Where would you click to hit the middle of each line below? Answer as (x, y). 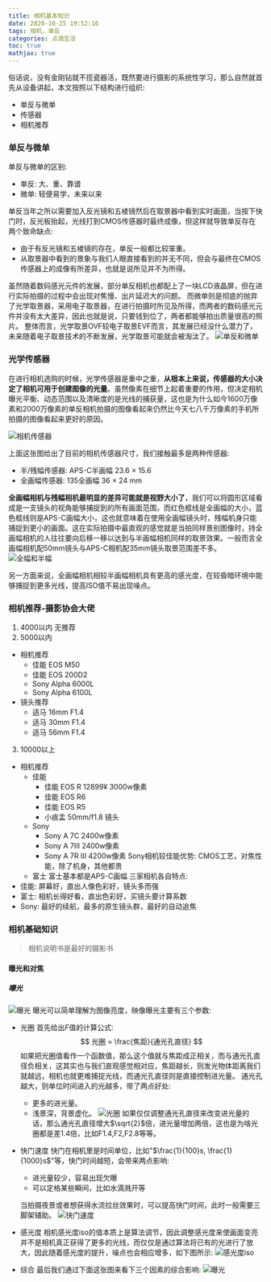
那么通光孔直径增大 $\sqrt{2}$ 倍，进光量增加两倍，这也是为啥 (149, 1123)
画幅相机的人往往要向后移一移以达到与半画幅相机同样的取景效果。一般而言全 (135, 538)
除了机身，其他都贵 (90, 865)
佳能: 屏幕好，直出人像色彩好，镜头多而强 (89, 886)
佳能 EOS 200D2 (60, 674)
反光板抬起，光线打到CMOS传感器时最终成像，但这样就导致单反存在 (143, 221)
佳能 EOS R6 (65, 797)
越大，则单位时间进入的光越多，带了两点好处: (95, 1086)
